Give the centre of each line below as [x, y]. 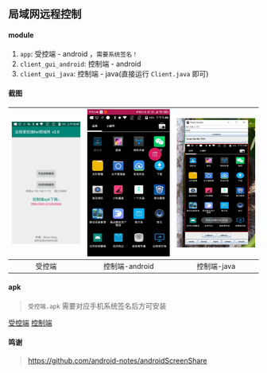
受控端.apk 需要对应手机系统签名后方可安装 [97, 305]
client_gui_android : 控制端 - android [80, 64]
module [21, 35]
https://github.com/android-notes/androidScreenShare [118, 360]
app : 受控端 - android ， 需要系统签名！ [79, 53]
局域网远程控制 [45, 14]
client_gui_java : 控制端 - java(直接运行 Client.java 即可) [114, 73]
